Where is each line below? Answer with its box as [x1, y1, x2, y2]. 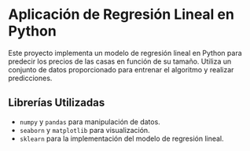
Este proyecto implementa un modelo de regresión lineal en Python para [8, 48, 242, 57]
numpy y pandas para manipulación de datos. [19, 116, 161, 127]
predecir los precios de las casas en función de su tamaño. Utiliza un [8, 57, 232, 66]
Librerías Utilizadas [8, 96, 105, 109]
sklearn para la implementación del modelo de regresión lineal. [19, 134, 224, 143]
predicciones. [8, 73, 53, 83]
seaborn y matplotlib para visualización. [19, 125, 151, 134]
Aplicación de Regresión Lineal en [8, 6, 234, 24]
